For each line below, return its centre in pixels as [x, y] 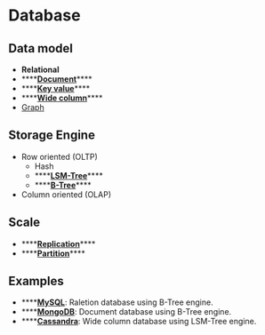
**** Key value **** [56, 88]
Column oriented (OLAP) [66, 194]
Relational [40, 69]
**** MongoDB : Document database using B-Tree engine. [126, 312]
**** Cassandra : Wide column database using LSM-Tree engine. [139, 322]
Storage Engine [52, 136]
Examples [36, 281]
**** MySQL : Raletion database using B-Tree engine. [117, 302]
